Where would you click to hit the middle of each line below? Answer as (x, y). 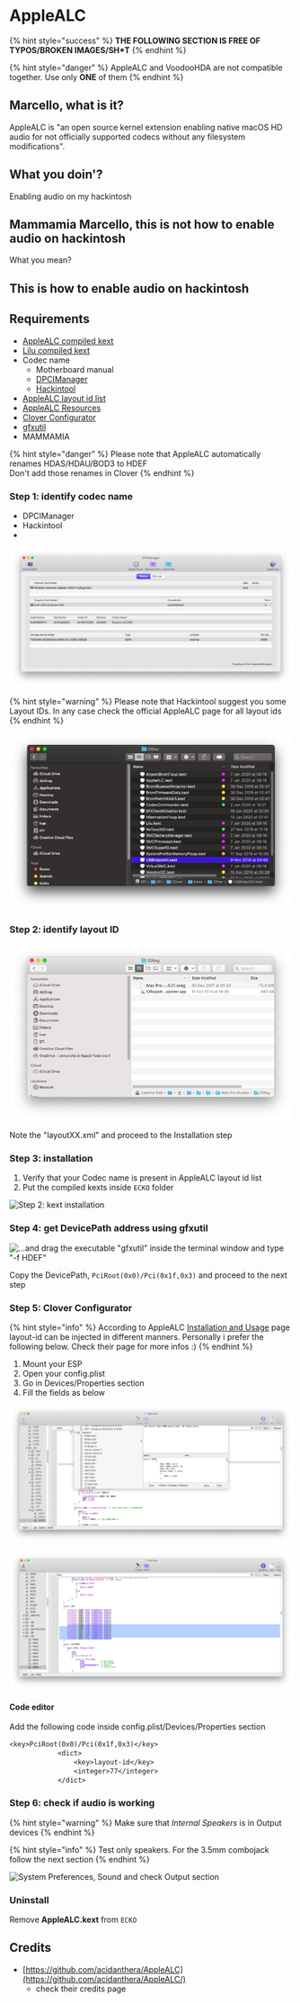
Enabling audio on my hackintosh (71, 196)
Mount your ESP (52, 1363)
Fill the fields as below (64, 1392)
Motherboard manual (75, 369)
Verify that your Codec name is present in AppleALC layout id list (142, 1178)
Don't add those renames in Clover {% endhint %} (102, 472)
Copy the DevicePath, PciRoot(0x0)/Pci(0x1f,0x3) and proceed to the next (148, 1275)
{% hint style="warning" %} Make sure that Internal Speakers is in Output (146, 1822)
